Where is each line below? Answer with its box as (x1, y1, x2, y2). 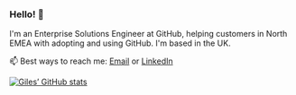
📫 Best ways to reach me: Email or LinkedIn (9, 56, 173, 66)
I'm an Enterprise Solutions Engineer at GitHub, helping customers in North (9, 29, 288, 39)
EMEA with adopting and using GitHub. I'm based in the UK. (9, 38, 232, 48)
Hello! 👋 (9, 8, 45, 21)
